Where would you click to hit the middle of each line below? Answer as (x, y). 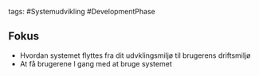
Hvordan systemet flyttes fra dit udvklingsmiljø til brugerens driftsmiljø (135, 55)
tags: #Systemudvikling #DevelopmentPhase (82, 11)
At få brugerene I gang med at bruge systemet (96, 63)
